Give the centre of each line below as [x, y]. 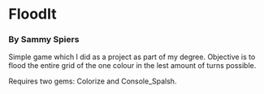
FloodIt [32, 14]
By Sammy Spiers [44, 40]
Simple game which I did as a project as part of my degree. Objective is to [132, 57]
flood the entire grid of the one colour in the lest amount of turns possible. [132, 66]
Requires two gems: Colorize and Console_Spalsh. [93, 81]
